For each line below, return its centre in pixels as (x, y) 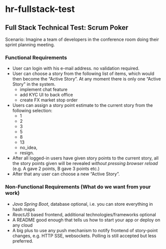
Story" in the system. (34, 84)
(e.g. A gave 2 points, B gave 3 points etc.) (56, 169)
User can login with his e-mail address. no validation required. (76, 69)
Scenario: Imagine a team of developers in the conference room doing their (82, 39)
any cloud (23, 225)
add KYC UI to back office (46, 95)
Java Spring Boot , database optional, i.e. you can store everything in (83, 204)
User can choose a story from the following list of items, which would (83, 74)
